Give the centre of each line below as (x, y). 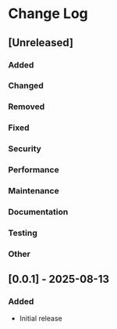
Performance (34, 170)
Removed (27, 107)
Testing (23, 233)
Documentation (38, 211)
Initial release (41, 319)
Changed (26, 85)
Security (25, 149)
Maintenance (34, 191)
